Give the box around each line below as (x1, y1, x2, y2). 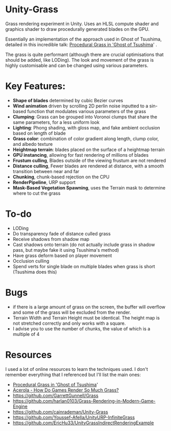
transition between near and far (12, 168, 79, 174)
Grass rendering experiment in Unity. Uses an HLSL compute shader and (5, 21, 159, 27)
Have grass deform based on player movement (12, 252, 112, 258)
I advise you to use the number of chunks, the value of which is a (12, 325, 151, 332)
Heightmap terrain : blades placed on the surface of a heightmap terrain (12, 146, 165, 153)
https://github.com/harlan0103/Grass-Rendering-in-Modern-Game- (12, 398, 156, 404)
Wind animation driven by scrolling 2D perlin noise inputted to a (12, 103, 148, 109)
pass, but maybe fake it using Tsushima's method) (12, 247, 119, 253)
